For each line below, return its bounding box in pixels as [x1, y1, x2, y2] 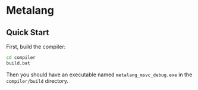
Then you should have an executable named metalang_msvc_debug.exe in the [6, 71, 193, 78]
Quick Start [6, 27, 49, 38]
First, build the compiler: [6, 43, 66, 50]
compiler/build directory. [6, 77, 68, 84]
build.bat [6, 60, 31, 66]
